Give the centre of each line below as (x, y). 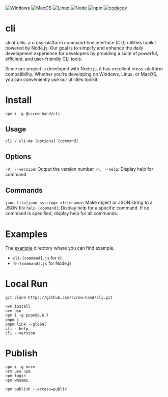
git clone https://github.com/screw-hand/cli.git (59, 298)
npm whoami (17, 380)
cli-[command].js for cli (37, 258)
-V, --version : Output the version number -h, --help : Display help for (79, 169)
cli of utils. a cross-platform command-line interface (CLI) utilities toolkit (81, 42)
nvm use (13, 311)
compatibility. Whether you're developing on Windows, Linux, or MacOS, (81, 74)
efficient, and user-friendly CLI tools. (44, 59)
